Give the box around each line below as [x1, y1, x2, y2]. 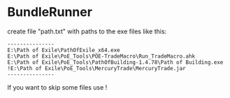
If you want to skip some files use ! [7, 83, 108, 91]
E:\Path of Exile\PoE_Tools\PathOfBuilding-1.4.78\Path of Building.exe [7, 58, 224, 66]
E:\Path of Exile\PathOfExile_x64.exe [7, 47, 120, 54]
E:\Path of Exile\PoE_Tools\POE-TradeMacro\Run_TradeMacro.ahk [7, 53, 196, 60]
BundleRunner [7, 4, 93, 20]
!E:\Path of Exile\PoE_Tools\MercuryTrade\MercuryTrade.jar [7, 65, 187, 72]
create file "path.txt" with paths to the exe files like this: [7, 27, 167, 35]
